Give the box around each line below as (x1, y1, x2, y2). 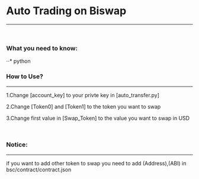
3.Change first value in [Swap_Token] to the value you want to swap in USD (6, 114, 190, 122)
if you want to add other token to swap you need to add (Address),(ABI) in (6, 159, 187, 167)
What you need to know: (6, 44, 78, 52)
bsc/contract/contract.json (6, 166, 72, 173)
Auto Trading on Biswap (6, 4, 127, 18)
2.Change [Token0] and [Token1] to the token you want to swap (6, 103, 161, 110)
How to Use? (6, 72, 43, 81)
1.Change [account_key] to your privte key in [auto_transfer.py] (6, 91, 160, 98)
